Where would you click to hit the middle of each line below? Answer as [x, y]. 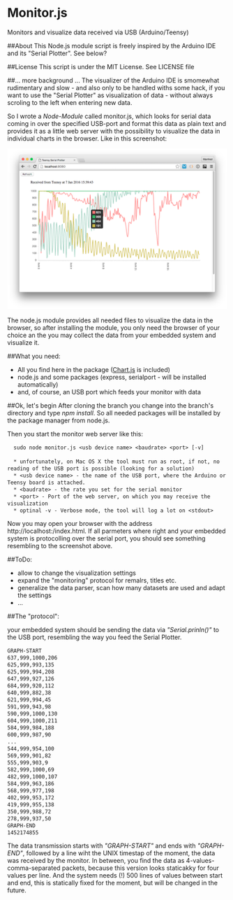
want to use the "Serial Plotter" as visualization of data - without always [110, 95]
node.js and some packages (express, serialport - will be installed [112, 377]
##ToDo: [20, 559]
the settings [35, 595]
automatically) [38, 385]
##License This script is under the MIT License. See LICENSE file [101, 66]
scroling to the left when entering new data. [70, 102]
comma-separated [34, 868]
